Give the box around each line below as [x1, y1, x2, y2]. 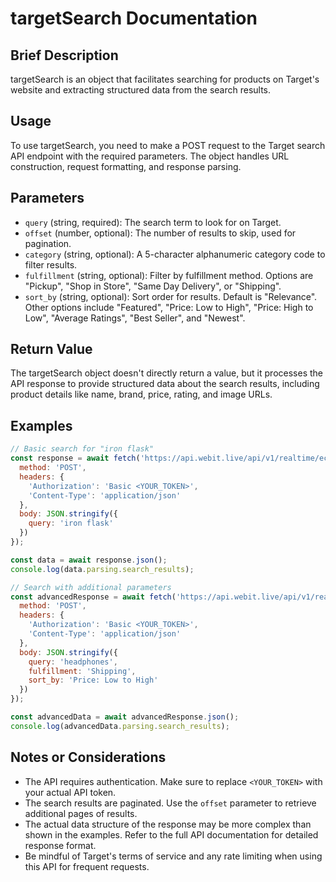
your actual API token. [24, 786, 117, 798]
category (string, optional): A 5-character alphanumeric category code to [24, 248, 326, 260]
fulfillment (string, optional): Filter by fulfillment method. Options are [24, 269, 314, 281]
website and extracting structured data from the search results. [10, 84, 272, 96]
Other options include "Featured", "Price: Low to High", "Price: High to [24, 301, 314, 313]
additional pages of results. [24, 807, 138, 819]
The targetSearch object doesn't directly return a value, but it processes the [10, 367, 323, 379]
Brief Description [10, 47, 119, 64]
